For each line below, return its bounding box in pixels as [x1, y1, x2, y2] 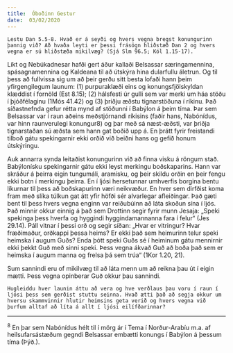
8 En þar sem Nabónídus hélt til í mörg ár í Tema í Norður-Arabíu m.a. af [7, 322, 212, 331]
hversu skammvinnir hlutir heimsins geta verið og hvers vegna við [7, 297, 207, 304]
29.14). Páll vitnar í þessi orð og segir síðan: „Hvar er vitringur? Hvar [7, 221, 200, 229]
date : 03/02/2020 [7, 17, 60, 24]
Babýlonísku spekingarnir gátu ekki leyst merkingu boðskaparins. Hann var [7, 162, 221, 170]
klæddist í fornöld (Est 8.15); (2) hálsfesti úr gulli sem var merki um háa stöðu [7, 90, 226, 98]
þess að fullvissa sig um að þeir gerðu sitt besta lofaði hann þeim [7, 74, 193, 83]
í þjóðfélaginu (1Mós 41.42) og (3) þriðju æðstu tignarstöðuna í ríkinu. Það [7, 97, 217, 105]
